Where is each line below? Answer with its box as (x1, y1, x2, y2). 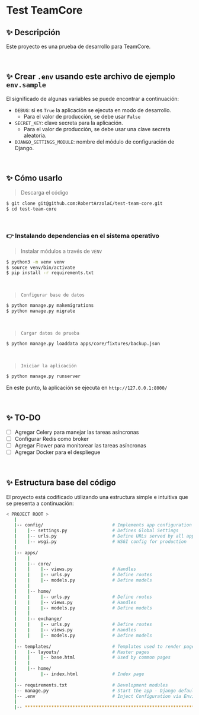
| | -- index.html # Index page (14, 671, 145, 677)
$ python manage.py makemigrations (6, 303, 94, 309)
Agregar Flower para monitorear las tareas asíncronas (14, 441, 146, 449)
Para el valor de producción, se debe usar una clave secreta (23, 125, 171, 132)
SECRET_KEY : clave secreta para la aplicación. (14, 119, 123, 126)
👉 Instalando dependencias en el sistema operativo (6, 232, 160, 240)
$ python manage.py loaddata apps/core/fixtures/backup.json (6, 341, 161, 347)
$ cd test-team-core (6, 206, 57, 212)
